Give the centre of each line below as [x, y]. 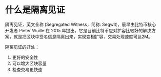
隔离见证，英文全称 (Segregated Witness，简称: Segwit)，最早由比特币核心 [80, 24]
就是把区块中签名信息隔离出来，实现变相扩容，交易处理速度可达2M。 [83, 37]
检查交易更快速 [27, 69]
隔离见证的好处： [22, 47]
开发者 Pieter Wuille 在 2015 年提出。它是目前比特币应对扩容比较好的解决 [78, 30]
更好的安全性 [25, 57]
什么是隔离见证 [35, 10]
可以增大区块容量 [29, 63]
